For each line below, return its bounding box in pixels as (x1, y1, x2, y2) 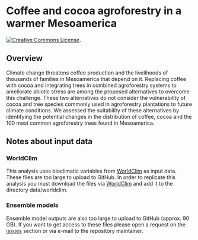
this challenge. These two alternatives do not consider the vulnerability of (6, 94, 186, 101)
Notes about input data (6, 137, 93, 147)
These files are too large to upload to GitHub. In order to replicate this (6, 174, 176, 181)
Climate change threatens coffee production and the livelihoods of (6, 69, 168, 76)
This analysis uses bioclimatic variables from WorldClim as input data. (6, 167, 177, 175)
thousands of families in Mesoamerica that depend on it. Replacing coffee (6, 75, 187, 82)
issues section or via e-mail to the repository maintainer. (6, 227, 143, 234)
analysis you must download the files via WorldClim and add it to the (6, 180, 173, 187)
